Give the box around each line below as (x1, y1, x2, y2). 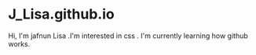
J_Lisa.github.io (8, 5, 115, 23)
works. (8, 39, 31, 48)
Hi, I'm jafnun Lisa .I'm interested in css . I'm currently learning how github (8, 31, 249, 40)
